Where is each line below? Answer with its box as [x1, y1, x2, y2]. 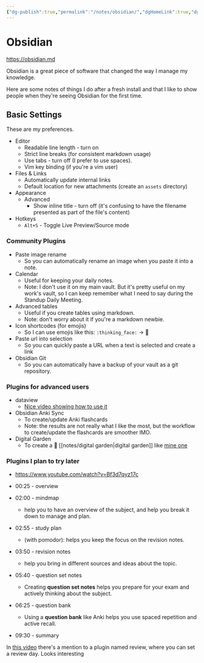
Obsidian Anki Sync [15, 409, 64, 416]
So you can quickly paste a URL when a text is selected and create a [24, 341, 195, 349]
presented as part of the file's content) [33, 208, 131, 216]
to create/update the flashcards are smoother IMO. [24, 428, 152, 436]
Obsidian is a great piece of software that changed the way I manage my [6, 67, 188, 74]
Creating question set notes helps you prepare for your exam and [24, 583, 189, 591]
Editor [15, 138, 30, 145]
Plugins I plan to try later [6, 456, 80, 465]
